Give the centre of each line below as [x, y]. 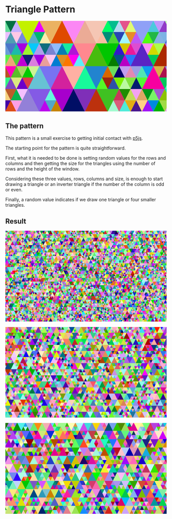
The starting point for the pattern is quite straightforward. [66, 148]
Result [16, 221]
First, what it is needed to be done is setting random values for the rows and [86, 158]
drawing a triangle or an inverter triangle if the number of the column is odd [85, 184]
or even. [14, 190]
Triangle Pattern [40, 9]
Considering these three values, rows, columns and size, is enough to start [84, 179]
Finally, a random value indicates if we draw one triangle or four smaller [81, 200]
